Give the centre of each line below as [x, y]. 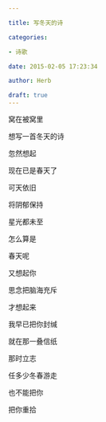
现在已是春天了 [33, 170]
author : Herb [30, 81]
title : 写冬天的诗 [36, 23]
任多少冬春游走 [33, 375]
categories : [28, 37]
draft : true [28, 96]
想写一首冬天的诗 [36, 136]
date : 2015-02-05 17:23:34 [53, 66]
